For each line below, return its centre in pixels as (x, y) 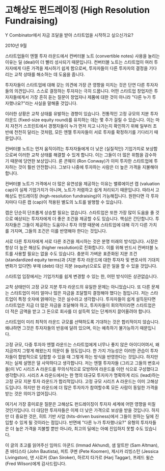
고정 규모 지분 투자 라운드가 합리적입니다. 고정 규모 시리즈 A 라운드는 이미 (75, 381)
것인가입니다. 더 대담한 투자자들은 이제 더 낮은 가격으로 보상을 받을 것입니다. (78, 410)
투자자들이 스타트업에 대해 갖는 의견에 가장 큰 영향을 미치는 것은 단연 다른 (75, 84)
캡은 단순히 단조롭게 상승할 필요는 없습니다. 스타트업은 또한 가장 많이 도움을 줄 (80, 212)
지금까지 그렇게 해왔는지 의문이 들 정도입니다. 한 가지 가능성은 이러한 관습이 (77, 350)
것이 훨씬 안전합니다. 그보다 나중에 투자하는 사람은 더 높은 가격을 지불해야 (88, 167)
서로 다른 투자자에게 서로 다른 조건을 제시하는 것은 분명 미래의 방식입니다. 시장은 (82, 241)
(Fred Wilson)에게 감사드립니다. (36, 463)
